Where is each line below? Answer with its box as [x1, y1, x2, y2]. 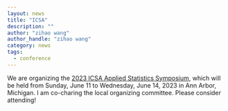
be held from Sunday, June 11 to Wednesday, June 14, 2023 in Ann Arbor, [7, 81, 217, 90]
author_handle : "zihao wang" [7, 36, 91, 43]
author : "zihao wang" [7, 29, 70, 37]
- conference [13, 55, 51, 62]
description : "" [7, 23, 54, 30]
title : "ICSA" [7, 17, 49, 23]
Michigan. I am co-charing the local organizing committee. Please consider [7, 88, 222, 97]
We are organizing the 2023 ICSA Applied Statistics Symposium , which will [7, 74, 221, 82]
